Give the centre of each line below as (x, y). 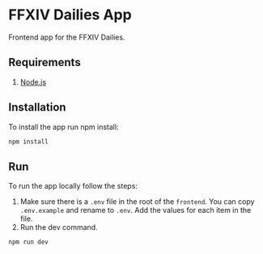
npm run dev (28, 242)
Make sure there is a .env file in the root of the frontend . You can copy (137, 202)
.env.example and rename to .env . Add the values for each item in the (136, 210)
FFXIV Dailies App (70, 15)
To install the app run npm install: (64, 127)
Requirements (45, 62)
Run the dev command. (59, 227)
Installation (37, 108)
